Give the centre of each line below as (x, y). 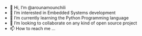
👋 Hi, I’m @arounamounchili (38, 8)
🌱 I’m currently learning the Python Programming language (69, 18)
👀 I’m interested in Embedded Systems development (63, 13)
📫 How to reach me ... (32, 28)
